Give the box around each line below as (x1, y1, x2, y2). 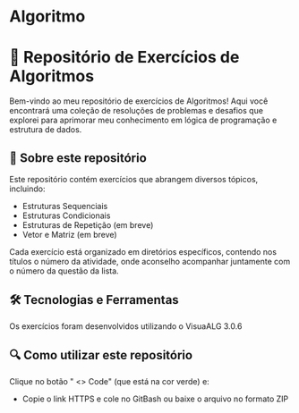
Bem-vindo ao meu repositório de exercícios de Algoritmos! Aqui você (9, 96, 269, 106)
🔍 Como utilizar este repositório (9, 348, 193, 363)
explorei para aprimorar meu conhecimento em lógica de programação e (9, 114, 278, 126)
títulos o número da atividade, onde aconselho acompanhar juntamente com (9, 256, 291, 266)
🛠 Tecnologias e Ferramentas (9, 292, 179, 308)
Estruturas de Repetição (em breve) (21, 219, 154, 230)
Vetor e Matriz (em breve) (21, 229, 118, 240)
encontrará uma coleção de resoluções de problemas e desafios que (9, 105, 264, 116)
